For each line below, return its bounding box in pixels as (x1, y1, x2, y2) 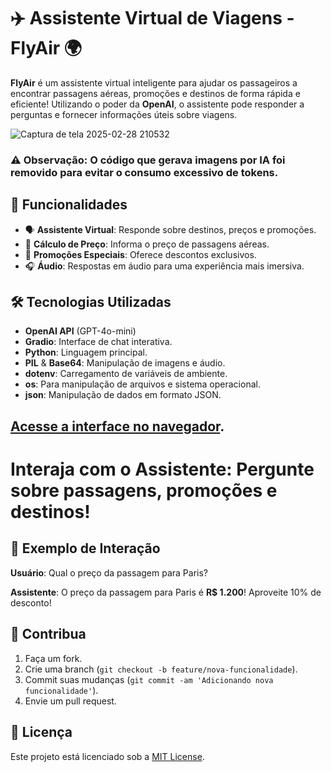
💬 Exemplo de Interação (10, 540, 161, 557)
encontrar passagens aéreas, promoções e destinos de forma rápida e (10, 87, 301, 99)
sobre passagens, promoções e (10, 480, 278, 502)
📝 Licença (10, 724, 73, 741)
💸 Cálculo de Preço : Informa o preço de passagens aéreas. (24, 238, 270, 250)
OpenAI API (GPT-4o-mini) (24, 325, 137, 337)
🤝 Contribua (10, 626, 87, 643)
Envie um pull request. (24, 695, 117, 707)
